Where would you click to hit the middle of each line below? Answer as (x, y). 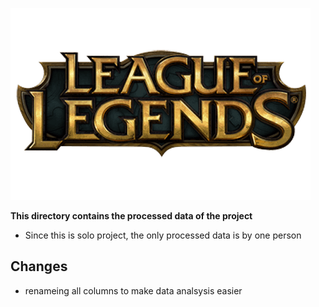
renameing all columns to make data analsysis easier (133, 290)
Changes (39, 266)
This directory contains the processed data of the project (131, 216)
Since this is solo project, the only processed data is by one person (163, 235)
